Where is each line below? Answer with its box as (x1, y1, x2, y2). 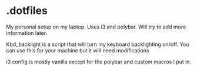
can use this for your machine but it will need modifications (6, 47, 149, 54)
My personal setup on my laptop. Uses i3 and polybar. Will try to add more (6, 23, 186, 30)
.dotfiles (6, 4, 48, 17)
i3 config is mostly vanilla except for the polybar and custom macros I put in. (6, 58, 192, 65)
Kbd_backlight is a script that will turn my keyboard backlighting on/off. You (6, 41, 189, 48)
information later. (6, 29, 48, 36)
